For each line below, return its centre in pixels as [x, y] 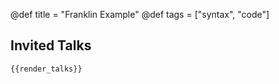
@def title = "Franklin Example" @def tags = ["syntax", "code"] [140, 14]
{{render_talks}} [46, 69]
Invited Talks [51, 45]
